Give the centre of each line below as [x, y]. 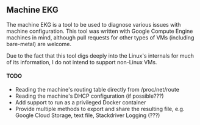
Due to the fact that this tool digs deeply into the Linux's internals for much [100, 56]
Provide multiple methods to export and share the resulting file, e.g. [100, 109]
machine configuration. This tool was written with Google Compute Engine [100, 31]
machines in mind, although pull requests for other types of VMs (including [100, 37]
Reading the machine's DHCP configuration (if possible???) [89, 96]
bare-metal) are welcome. [39, 44]
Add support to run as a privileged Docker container [80, 103]
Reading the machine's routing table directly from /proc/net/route [97, 90]
